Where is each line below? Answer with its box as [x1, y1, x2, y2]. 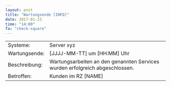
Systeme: [8, 41, 31, 49]
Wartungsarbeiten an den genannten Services [49, 58, 159, 65]
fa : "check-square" [5, 26, 47, 31]
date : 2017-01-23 [5, 17, 42, 22]
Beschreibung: [8, 61, 43, 68]
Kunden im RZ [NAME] [49, 73, 103, 80]
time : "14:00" [5, 21, 36, 27]
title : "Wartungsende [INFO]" [5, 12, 70, 17]
